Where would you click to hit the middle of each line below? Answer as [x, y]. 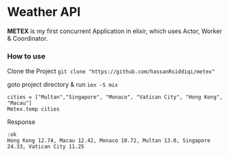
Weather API [44, 12]
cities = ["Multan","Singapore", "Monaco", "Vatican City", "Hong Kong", [115, 97]
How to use [26, 56]
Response [21, 122]
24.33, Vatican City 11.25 [46, 147]
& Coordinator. [28, 38]
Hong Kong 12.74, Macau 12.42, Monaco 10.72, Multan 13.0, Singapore [109, 141]
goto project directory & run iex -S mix [63, 85]
